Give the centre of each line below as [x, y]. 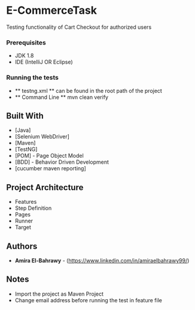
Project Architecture [45, 187]
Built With [25, 115]
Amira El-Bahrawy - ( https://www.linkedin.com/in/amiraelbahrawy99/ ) [102, 260]
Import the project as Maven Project [59, 294]
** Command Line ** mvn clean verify [62, 97]
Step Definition [33, 208]
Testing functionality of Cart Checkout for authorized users [79, 27]
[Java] [23, 130]
